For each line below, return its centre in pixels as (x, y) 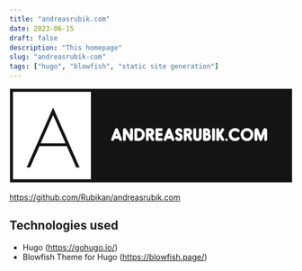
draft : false (34, 38)
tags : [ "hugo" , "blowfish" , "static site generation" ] (114, 67)
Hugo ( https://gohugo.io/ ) (70, 247)
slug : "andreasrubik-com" (58, 57)
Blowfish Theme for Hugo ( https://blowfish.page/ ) (115, 257)
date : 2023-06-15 (42, 28)
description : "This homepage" (66, 48)
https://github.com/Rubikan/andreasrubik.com (95, 197)
